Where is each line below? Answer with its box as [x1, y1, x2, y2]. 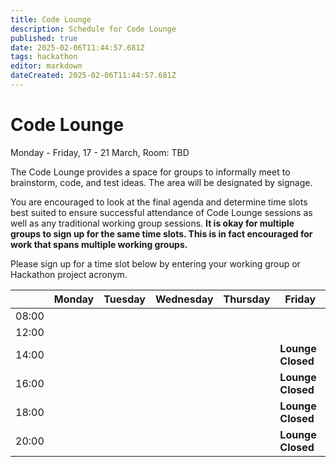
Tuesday [103, 292, 146, 306]
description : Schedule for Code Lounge [10, 24, 177, 34]
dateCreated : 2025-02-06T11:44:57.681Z [10, 71, 177, 81]
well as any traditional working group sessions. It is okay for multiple [10, 217, 295, 229]
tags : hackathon [10, 52, 78, 62]
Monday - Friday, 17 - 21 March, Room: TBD [10, 146, 190, 158]
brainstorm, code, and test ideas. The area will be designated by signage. [10, 176, 313, 188]
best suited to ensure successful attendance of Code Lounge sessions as [10, 206, 313, 218]
